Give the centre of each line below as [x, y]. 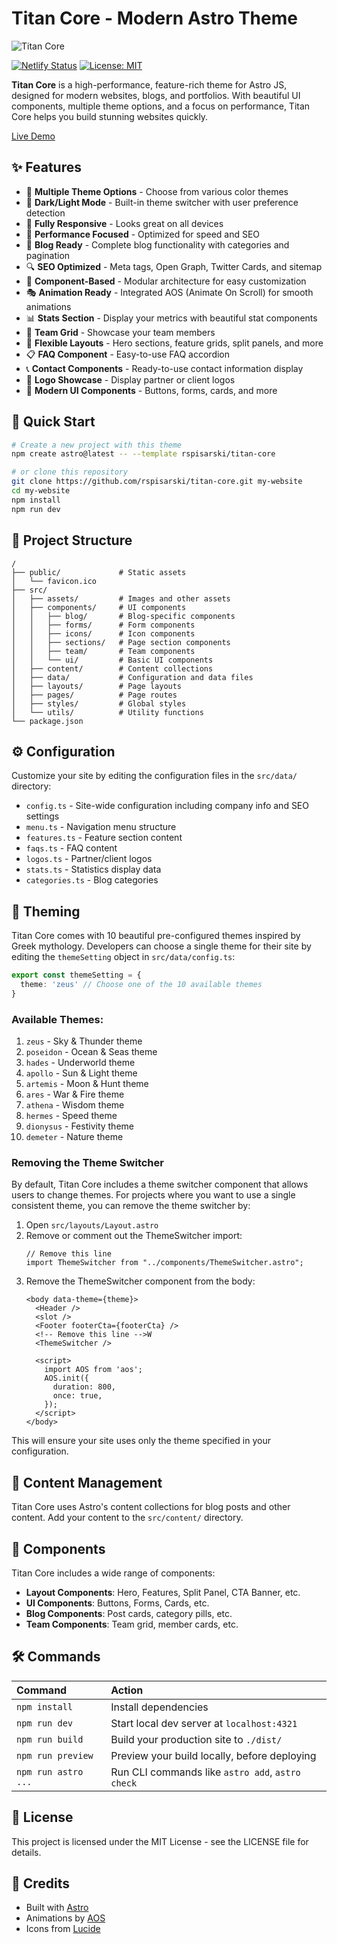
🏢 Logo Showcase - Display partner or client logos [130, 379]
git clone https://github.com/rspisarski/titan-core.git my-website [157, 482]
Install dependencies [159, 1707]
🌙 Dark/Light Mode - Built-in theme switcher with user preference [162, 202]
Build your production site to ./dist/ [196, 1739]
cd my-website [41, 491]
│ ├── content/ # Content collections [112, 668]
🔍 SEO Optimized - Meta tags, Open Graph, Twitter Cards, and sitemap [174, 266]
